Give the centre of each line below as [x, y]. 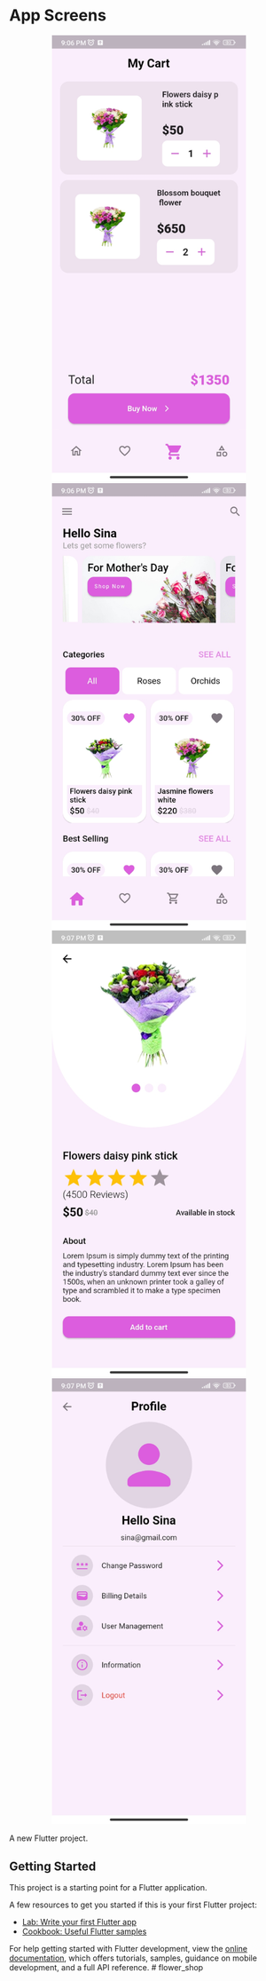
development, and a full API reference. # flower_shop [106, 1968]
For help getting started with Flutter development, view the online [129, 1949]
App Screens [58, 16]
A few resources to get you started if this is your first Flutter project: [133, 1905]
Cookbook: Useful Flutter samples [84, 1931]
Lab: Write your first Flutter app [79, 1922]
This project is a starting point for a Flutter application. [108, 1888]
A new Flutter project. [49, 1838]
